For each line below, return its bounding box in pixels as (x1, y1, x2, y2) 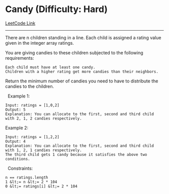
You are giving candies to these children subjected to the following (5, 49, 143, 56)
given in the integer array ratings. (5, 40, 74, 46)
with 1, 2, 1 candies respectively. (5, 147, 82, 153)
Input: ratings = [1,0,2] (5, 103, 59, 108)
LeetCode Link (5, 20, 36, 26)
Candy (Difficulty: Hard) (5, 4, 108, 15)
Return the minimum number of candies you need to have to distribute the (5, 78, 158, 84)
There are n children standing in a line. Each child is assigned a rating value (5, 34, 161, 41)
